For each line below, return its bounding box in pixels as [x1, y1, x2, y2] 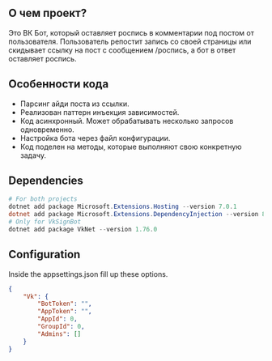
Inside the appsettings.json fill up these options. [8, 269, 168, 278]
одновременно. [19, 125, 74, 134]
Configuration [8, 248, 81, 261]
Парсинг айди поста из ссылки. [19, 99, 130, 108]
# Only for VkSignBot [8, 218, 82, 226]
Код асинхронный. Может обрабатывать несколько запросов [19, 116, 234, 125]
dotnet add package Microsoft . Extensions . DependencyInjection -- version [8, 210, 259, 219]
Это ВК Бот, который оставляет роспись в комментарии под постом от [8, 28, 255, 37]
